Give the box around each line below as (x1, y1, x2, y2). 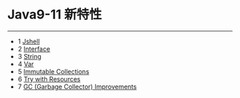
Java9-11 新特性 (7, 6, 102, 23)
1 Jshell (17, 37, 41, 45)
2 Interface (17, 44, 51, 53)
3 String (17, 52, 41, 60)
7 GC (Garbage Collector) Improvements (17, 82, 137, 91)
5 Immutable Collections (17, 67, 89, 75)
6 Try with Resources (17, 75, 81, 83)
